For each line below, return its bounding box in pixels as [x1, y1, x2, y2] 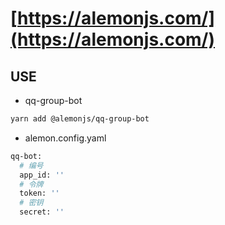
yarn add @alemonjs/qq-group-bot [10, 114, 150, 124]
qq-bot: [10, 151, 43, 161]
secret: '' [19, 207, 65, 217]
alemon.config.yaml [24, 132, 107, 144]
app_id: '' [19, 170, 65, 180]
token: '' [19, 188, 60, 199]
